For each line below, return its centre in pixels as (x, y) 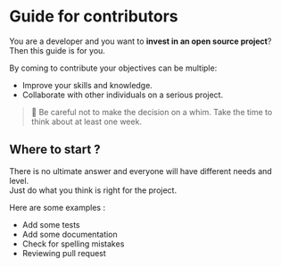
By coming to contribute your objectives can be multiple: (113, 68)
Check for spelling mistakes (73, 244)
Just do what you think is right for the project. (93, 190)
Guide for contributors (94, 17)
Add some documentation (70, 234)
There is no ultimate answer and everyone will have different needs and (140, 171)
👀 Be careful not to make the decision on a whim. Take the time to (152, 112)
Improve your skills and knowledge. (87, 85)
